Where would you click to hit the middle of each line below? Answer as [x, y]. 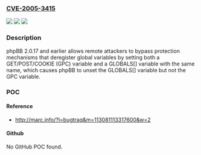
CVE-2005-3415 [31, 8]
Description [24, 38]
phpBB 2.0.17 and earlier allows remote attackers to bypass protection [93, 51]
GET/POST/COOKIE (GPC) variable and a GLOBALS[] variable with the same [101, 64]
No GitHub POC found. [34, 147]
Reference [20, 106]
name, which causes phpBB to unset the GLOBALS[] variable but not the [96, 70]
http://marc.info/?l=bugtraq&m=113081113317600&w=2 [83, 120]
